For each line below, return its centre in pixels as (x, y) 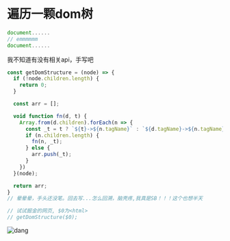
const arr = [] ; (36, 104)
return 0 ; (34, 85)
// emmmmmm (23, 39)
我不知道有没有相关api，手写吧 (50, 60)
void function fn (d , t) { (50, 116)
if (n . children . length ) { (62, 135)
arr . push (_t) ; (52, 155)
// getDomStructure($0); (42, 217)
